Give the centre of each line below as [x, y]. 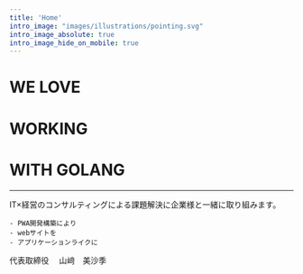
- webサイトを [33, 233]
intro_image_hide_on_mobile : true [74, 43]
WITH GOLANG [67, 170]
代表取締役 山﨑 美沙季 [58, 260]
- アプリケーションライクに [54, 242]
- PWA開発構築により [43, 223]
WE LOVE [45, 87]
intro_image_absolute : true [62, 34]
